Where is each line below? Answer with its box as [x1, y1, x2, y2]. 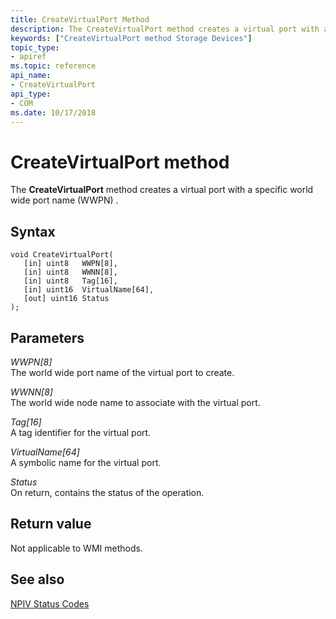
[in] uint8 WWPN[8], [23, 259, 118, 269]
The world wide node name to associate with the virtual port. [10, 396, 261, 408]
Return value [10, 516, 92, 533]
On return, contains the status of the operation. [10, 486, 205, 498]
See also [10, 571, 65, 588]
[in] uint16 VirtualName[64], [23, 285, 155, 295]
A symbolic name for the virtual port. [10, 456, 162, 468]
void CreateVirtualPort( [10, 250, 114, 260]
